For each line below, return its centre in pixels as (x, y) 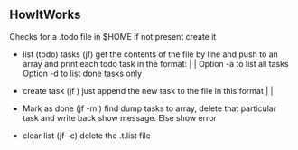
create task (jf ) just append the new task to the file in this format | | (148, 90)
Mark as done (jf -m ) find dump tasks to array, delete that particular (149, 108)
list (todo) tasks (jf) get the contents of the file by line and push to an (150, 54)
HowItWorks (45, 15)
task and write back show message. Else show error (119, 117)
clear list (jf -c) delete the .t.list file (86, 136)
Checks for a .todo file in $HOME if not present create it (113, 36)
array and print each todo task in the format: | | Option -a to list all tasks (155, 63)
